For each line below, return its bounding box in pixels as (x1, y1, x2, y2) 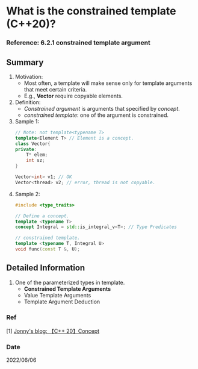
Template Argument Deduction (23, 298, 101, 305)
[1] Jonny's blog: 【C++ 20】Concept (6, 327, 100, 335)
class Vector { (14, 140, 51, 147)
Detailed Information (6, 263, 85, 273)
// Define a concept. (14, 212, 69, 219)
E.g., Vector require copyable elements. (23, 92, 123, 99)
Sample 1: (14, 117, 39, 125)
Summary (6, 57, 44, 67)
